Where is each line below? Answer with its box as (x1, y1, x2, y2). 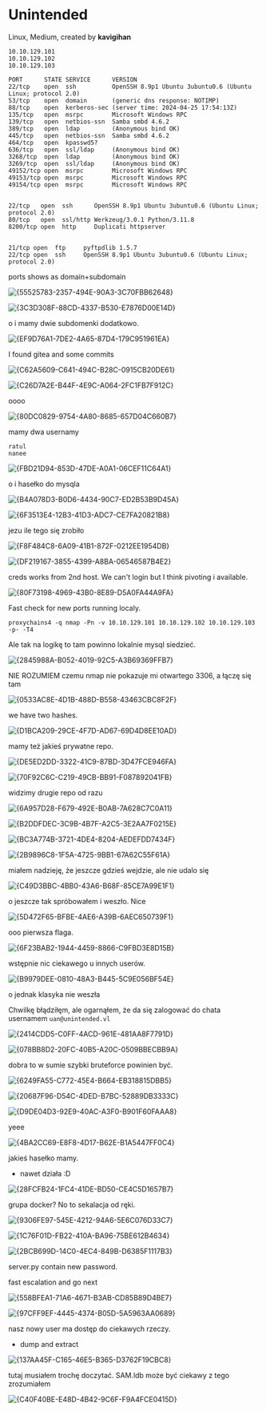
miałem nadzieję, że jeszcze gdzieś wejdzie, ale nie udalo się (8, 865, 209, 874)
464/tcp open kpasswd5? (8, 139, 98, 147)
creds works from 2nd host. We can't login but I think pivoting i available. (8, 572, 248, 581)
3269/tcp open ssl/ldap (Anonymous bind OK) (8, 159, 181, 167)
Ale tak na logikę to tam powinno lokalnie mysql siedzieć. (8, 639, 197, 649)
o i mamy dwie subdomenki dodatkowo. (8, 318, 140, 328)
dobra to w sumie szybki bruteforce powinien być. (8, 1059, 173, 1070)
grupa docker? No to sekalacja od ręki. (8, 1200, 136, 1209)
